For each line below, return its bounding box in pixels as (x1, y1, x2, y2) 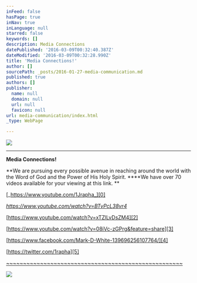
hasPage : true (6, 14, 41, 20)
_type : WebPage (6, 118, 43, 124)
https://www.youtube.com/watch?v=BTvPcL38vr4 (6, 202, 127, 209)
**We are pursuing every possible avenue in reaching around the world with (6, 167, 191, 174)
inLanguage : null (6, 25, 49, 31)
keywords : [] (6, 36, 38, 42)
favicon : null (11, 107, 46, 113)
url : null (11, 101, 35, 108)
